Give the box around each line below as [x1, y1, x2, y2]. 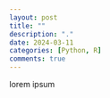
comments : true [9, 54, 66, 63]
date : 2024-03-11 [9, 37, 74, 47]
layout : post [9, 12, 58, 22]
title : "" [9, 21, 47, 30]
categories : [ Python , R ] [9, 46, 102, 55]
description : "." [9, 29, 74, 38]
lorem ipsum [9, 79, 55, 89]
